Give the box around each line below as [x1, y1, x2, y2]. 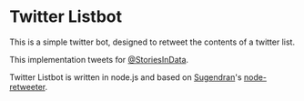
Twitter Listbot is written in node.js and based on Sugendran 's [9, 71, 243, 83]
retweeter [9, 81, 46, 92]
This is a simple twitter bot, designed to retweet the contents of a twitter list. [9, 36, 296, 47]
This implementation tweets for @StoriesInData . [9, 54, 189, 65]
